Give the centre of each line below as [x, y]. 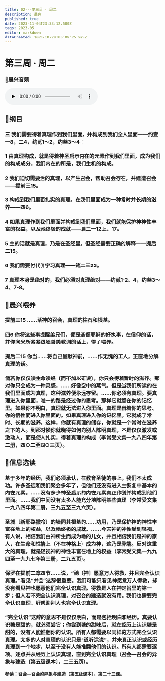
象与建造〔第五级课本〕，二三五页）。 [48, 662]
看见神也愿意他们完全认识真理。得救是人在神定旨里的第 [81, 588]
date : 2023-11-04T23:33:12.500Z [38, 23]
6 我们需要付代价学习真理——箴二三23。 [54, 265]
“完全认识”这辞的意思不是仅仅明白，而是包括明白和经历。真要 [79, 617]
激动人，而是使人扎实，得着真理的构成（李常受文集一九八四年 [79, 438]
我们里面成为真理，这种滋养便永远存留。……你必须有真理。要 [79, 393]
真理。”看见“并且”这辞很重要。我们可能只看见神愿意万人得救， [79, 581]
